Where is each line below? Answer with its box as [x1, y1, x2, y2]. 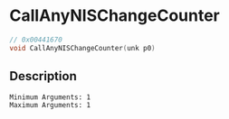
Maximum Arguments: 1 [9, 100, 91, 109]
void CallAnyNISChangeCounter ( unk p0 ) [9, 43, 156, 52]
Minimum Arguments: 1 [9, 92, 91, 102]
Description [9, 69, 77, 84]
